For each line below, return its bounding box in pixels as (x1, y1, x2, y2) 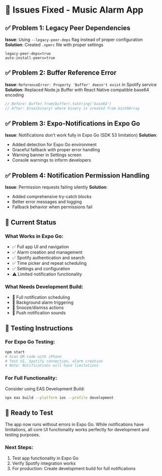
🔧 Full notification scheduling (12, 294, 70, 300)
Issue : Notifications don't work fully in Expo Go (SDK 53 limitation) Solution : (5, 132, 158, 138)
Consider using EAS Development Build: (5, 385, 85, 391)
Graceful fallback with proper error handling (12, 147, 100, 153)
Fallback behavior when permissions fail (12, 204, 93, 210)
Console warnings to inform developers (12, 157, 91, 163)
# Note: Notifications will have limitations (5, 363, 98, 368)
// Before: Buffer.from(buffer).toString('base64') (5, 101, 112, 106)
